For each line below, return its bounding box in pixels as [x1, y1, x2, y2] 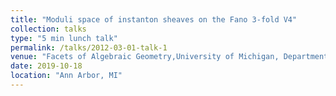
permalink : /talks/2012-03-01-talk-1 [10, 42, 168, 53]
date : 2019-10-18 [10, 61, 83, 71]
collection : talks [10, 24, 87, 34]
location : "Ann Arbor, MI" [10, 71, 123, 81]
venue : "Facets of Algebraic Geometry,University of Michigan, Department [10, 52, 329, 62]
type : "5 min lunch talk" [10, 33, 118, 43]
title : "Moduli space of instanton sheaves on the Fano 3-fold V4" [10, 14, 298, 25]
